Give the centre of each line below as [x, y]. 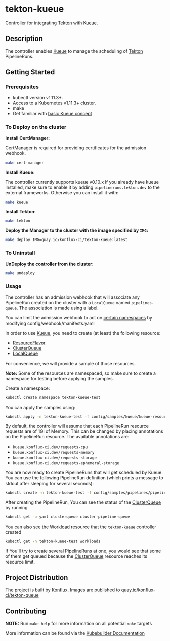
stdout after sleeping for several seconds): [50, 484]
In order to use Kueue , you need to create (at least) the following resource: [83, 333]
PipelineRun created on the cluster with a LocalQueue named [68, 302]
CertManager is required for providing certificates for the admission [76, 148]
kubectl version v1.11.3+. [38, 98]
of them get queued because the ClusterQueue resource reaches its [76, 556]
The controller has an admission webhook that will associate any [73, 297]
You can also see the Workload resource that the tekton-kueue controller [81, 527]
